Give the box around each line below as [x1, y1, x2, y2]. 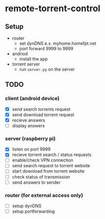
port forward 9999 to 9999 [19, 46, 74, 51]
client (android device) [5, 95, 60, 102]
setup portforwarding [12, 208, 55, 215]
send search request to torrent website [12, 163, 90, 169]
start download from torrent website [12, 168, 85, 174]
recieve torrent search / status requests [12, 152, 91, 158]
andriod [12, 51, 28, 57]
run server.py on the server [19, 66, 75, 72]
